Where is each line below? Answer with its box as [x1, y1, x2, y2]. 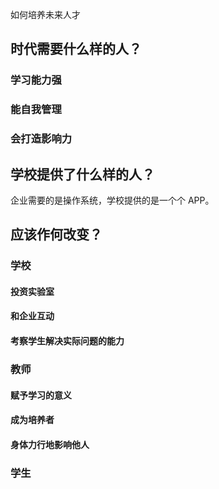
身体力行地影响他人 [10, 438, 90, 450]
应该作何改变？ [10, 226, 103, 243]
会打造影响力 [10, 132, 73, 146]
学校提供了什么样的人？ [10, 166, 155, 183]
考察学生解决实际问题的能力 [10, 335, 125, 347]
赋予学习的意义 [10, 389, 72, 401]
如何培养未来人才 [10, 9, 81, 20]
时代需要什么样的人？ [10, 41, 142, 58]
